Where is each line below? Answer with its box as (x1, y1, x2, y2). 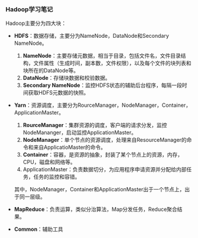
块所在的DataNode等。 (22, 67, 79, 74)
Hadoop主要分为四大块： (5, 19, 67, 27)
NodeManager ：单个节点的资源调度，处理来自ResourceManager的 (22, 136, 187, 144)
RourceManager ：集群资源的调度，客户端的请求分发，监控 (22, 122, 167, 129)
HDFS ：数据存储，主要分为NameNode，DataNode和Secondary (14, 32, 170, 40)
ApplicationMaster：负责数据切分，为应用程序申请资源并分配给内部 (22, 166, 187, 173)
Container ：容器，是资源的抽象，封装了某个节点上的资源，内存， (22, 151, 183, 158)
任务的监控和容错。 (33, 173, 80, 181)
